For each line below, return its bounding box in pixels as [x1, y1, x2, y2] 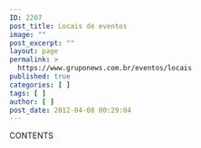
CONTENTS [9, 130, 54, 141]
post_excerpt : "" [9, 38, 75, 48]
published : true [9, 72, 71, 81]
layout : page [9, 47, 59, 56]
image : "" [9, 30, 47, 39]
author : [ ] [9, 97, 54, 106]
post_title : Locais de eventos [9, 22, 128, 31]
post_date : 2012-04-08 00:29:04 [9, 106, 131, 115]
